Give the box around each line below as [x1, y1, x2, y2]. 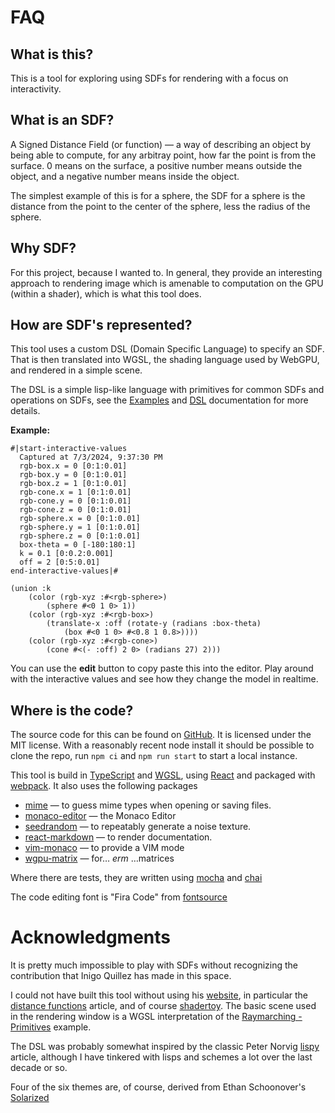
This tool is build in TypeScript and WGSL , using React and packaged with [10, 769, 316, 781]
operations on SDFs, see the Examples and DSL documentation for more [10, 394, 309, 406]
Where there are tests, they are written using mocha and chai [10, 872, 263, 884]
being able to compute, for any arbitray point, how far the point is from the [10, 149, 317, 161]
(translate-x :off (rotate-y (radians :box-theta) [46, 619, 262, 629]
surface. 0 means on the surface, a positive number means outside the [10, 159, 303, 171]
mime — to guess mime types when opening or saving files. [24, 799, 272, 811]
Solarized [10, 1092, 50, 1104]
